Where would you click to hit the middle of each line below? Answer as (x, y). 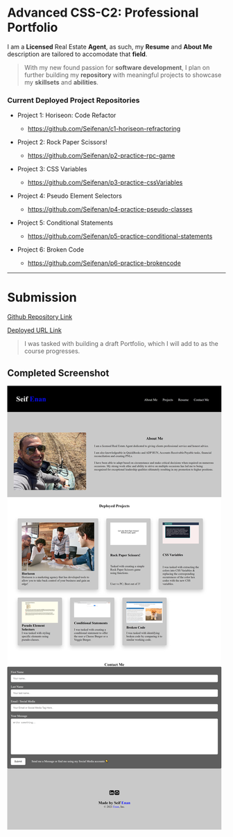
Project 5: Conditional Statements (65, 223)
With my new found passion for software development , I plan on (117, 67)
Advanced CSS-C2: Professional (103, 13)
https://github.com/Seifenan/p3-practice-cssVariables (105, 182)
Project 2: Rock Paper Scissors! (62, 142)
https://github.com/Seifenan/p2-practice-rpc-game (101, 156)
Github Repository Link (40, 317)
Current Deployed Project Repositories (74, 100)
